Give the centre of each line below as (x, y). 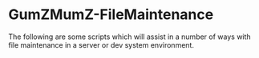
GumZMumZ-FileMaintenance (111, 15)
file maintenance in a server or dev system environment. (101, 44)
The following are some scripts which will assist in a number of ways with (129, 37)
